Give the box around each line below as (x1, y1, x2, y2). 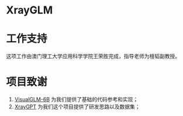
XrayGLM (6, 4, 53, 17)
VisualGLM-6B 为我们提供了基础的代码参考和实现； (14, 96, 139, 103)
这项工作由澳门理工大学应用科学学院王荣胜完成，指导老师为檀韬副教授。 (6, 53, 180, 60)
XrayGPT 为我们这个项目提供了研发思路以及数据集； (14, 103, 140, 110)
